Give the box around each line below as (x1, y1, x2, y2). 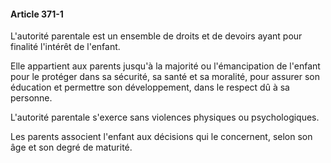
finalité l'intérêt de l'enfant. (10, 41, 121, 53)
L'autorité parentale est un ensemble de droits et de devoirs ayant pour (10, 30, 303, 42)
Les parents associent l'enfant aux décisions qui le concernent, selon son (10, 131, 313, 143)
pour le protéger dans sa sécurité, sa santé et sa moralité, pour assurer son (10, 71, 321, 83)
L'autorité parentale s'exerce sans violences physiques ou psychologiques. (10, 111, 320, 124)
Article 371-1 (10, 8, 64, 20)
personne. (10, 92, 53, 104)
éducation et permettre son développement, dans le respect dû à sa (10, 81, 290, 94)
